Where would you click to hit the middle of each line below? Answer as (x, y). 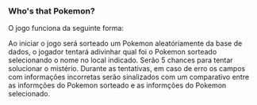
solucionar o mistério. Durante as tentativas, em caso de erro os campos (127, 69)
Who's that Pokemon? (52, 11)
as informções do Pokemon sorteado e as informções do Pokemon (117, 85)
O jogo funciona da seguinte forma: (66, 28)
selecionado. (29, 94)
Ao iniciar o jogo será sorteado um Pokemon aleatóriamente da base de (125, 43)
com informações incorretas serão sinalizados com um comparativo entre (129, 77)
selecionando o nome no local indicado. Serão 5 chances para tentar (121, 60)
